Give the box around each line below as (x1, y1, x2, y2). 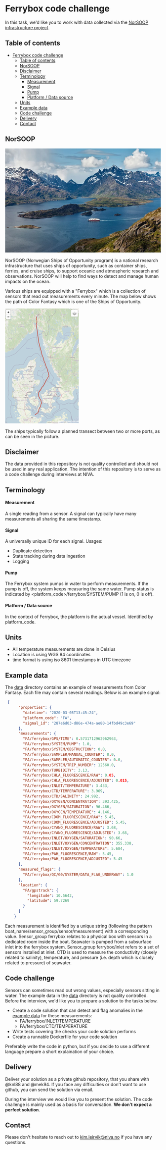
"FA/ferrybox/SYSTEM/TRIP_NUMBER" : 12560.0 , (23, 762, 116, 768)
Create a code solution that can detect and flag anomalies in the (12, 1007, 143, 1013)
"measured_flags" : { (18, 867, 61, 872)
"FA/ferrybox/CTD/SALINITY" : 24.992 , (23, 793, 100, 799)
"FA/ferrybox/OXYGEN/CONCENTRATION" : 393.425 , (23, 799, 121, 804)
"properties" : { (18, 705, 52, 710)
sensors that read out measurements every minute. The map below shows (5, 293, 157, 299)
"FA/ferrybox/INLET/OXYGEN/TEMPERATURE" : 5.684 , (23, 846, 125, 851)
